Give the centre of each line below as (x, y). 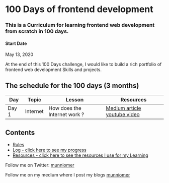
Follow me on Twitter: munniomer (40, 165)
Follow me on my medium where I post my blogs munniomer (68, 174)
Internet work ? (66, 114)
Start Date (16, 43)
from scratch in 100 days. (37, 31)
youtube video (122, 114)
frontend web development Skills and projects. (54, 70)
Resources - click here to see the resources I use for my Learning (80, 155)
